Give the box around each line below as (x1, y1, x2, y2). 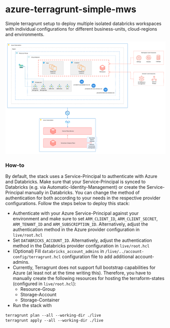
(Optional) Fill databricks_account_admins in (12, 248, 104, 255)
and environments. (5, 31, 45, 37)
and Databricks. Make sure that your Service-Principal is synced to (5, 179, 146, 185)
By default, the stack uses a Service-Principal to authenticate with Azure (5, 173, 158, 180)
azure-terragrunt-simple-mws (5, 4, 136, 15)
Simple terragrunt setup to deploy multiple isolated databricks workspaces (5, 20, 162, 27)
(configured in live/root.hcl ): (12, 281, 76, 287)
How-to (5, 162, 24, 169)
